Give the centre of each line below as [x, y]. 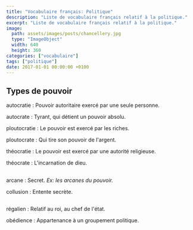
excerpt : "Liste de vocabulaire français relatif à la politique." [92, 23]
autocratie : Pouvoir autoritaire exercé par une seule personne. [83, 105]
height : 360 [27, 51]
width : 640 [25, 45]
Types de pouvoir [39, 91]
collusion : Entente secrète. [40, 191]
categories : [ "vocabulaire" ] [42, 56]
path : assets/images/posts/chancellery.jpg [66, 34]
